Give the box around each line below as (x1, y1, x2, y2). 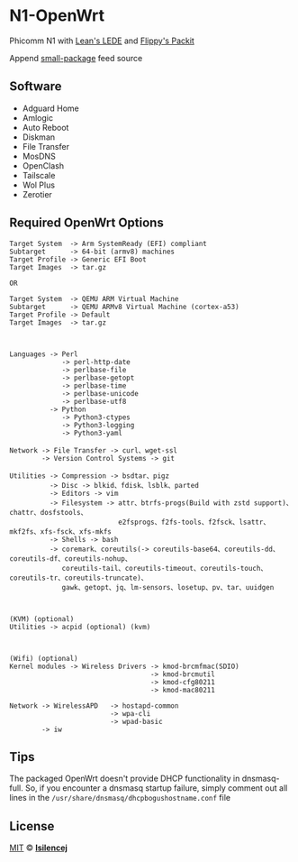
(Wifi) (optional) (9, 654, 78, 663)
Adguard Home (22, 103, 79, 114)
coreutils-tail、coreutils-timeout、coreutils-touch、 (61, 564, 268, 573)
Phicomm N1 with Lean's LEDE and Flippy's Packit (9, 35, 195, 46)
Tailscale (22, 170, 56, 180)
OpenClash (22, 160, 65, 171)
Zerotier (22, 188, 52, 199)
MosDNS (22, 151, 56, 161)
